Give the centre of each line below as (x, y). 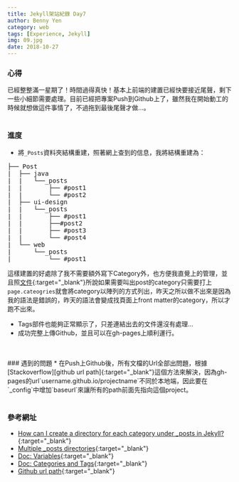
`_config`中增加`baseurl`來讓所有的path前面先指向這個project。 (100, 390)
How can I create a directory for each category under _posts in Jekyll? (121, 433)
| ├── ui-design (37, 202)
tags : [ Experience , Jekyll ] (49, 34)
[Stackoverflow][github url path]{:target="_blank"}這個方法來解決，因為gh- (117, 372)
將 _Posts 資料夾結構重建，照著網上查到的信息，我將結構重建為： (111, 152)
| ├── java (28, 173)
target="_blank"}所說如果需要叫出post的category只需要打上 (124, 282)
